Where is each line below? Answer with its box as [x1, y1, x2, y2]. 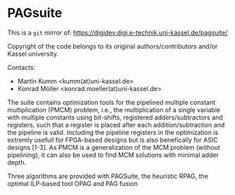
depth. [7, 158, 27, 167]
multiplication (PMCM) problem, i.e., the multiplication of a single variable [7, 105, 221, 114]
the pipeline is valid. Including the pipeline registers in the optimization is [7, 128, 219, 136]
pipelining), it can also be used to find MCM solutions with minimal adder [7, 150, 219, 159]
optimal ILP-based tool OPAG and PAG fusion [7, 179, 138, 188]
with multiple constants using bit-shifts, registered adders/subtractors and [7, 113, 224, 122]
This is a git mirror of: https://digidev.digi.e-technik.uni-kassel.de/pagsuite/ [7, 28, 228, 37]
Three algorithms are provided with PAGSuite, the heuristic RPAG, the [7, 172, 209, 180]
